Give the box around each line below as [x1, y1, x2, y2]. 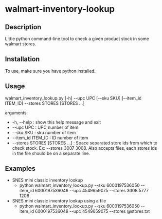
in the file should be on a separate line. [12, 150, 90, 156]
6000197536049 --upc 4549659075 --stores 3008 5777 [35, 188, 149, 194]
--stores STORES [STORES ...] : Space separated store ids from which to [12, 140, 158, 146]
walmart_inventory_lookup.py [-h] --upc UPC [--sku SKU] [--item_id [5, 95, 142, 101]
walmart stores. [5, 41, 36, 47]
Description [5, 23, 41, 31]
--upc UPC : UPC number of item [12, 124, 79, 130]
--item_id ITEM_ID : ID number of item [12, 135, 89, 140]
